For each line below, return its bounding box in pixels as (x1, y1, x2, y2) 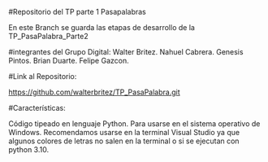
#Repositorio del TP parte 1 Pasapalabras (8, 7, 146, 16)
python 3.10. (8, 145, 50, 154)
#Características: (8, 103, 67, 112)
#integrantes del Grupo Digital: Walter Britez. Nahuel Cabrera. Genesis (8, 47, 244, 56)
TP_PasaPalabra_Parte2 (8, 32, 89, 41)
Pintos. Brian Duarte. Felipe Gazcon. (8, 56, 129, 65)
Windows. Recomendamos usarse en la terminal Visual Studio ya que (8, 128, 240, 137)
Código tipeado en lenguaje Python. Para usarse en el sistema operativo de (8, 119, 261, 129)
